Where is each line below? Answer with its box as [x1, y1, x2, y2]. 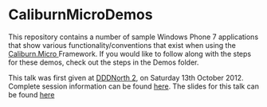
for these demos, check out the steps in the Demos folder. [8, 57, 199, 67]
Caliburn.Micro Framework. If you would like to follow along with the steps [8, 49, 252, 58]
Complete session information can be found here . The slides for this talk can [8, 81, 259, 91]
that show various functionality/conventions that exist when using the [8, 40, 237, 50]
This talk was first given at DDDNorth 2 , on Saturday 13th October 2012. [8, 73, 244, 82]
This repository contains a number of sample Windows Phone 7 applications [8, 32, 259, 42]
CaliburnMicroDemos [8, 6, 153, 24]
